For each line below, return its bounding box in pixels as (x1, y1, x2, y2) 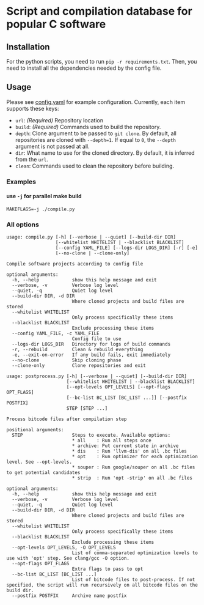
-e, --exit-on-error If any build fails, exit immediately (12, 352, 171, 358)
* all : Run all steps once (71, 437, 151, 444)
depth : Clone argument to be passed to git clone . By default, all (15, 130, 177, 137)
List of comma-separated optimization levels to (71, 550, 199, 556)
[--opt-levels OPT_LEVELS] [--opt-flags (66, 384, 171, 390)
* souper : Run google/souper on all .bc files (71, 464, 195, 470)
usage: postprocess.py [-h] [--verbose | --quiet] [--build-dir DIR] (6, 373, 188, 380)
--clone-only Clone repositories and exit (12, 363, 147, 369)
